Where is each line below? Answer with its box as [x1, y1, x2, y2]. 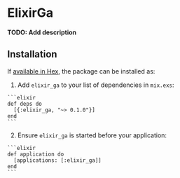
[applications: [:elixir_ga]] [13, 156, 102, 164]
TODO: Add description [7, 28, 77, 36]
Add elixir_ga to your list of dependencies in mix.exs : [17, 81, 174, 89]
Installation [7, 48, 57, 60]
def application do [7, 151, 64, 158]
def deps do [7, 100, 42, 107]
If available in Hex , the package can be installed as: [7, 67, 155, 75]
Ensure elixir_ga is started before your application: [17, 131, 167, 139]
